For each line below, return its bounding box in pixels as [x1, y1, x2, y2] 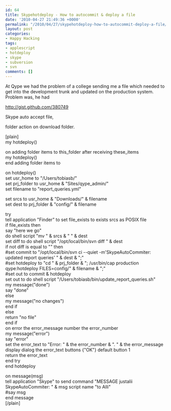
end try [5, 358, 20, 364]
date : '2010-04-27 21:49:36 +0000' [5, 17, 81, 22]
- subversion [5, 60, 33, 65]
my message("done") [5, 282, 50, 287]
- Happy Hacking [5, 36, 40, 41]
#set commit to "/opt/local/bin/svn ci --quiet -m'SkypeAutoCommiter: [5, 249, 151, 255]
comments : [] [5, 69, 33, 75]
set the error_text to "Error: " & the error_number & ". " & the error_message [5, 342, 164, 347]
